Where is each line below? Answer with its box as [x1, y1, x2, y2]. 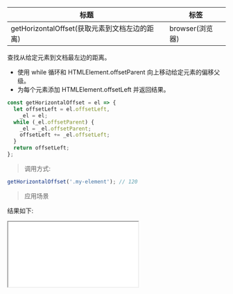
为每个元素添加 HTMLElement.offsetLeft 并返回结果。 [17, 85, 170, 93]
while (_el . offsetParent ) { [13, 118, 95, 126]
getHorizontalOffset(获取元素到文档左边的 [10, 24, 148, 33]
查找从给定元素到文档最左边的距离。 [7, 54, 111, 61]
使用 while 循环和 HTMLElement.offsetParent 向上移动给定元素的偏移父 [17, 68, 221, 76]
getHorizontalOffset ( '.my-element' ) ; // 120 [7, 178, 138, 185]
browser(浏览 [169, 24, 214, 33]
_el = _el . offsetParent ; [19, 125, 92, 132]
